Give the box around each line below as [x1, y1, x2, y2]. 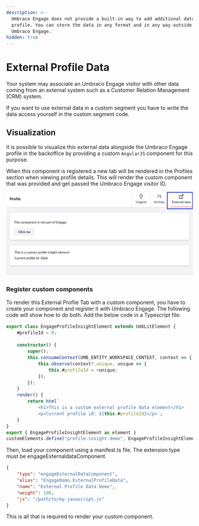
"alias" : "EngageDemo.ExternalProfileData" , [17, 477, 129, 483]
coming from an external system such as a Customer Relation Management [6, 86, 190, 94]
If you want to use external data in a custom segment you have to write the [6, 104, 188, 112]
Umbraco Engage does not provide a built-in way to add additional [11, 15, 182, 22]
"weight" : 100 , [17, 490, 54, 496]
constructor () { [17, 342, 57, 348]
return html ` [27, 398, 60, 405]
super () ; [27, 348, 49, 354]
